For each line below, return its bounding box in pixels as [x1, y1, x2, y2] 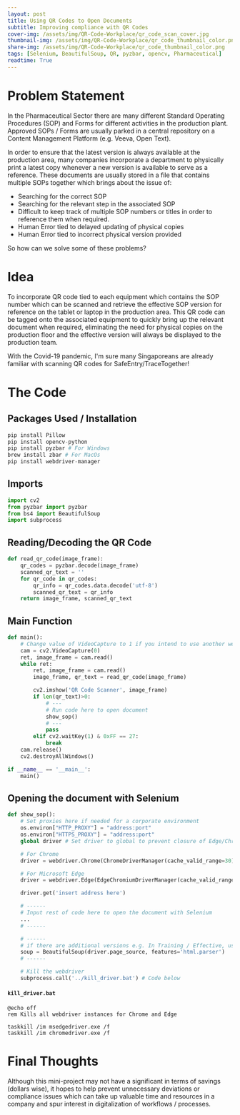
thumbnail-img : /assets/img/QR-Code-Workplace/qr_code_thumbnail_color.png [7, 37, 238, 44]
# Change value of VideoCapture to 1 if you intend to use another [20, 640, 225, 647]
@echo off [7, 1004, 37, 1012]
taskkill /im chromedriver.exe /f [7, 1029, 111, 1037]
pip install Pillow [7, 431, 66, 439]
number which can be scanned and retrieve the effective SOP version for [7, 300, 223, 308]
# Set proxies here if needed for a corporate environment [20, 818, 200, 825]
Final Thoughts [7, 1054, 99, 1069]
